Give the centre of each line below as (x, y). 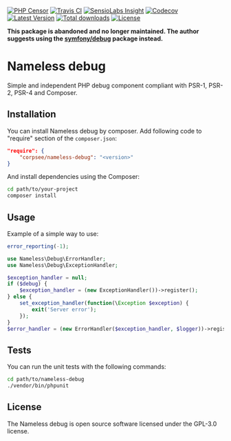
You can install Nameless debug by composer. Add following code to (104, 131)
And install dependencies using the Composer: (73, 177)
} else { (20, 297)
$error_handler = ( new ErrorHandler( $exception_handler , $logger (102, 329)
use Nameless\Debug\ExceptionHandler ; (63, 265)
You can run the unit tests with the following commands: (87, 367)
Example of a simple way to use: (53, 233)
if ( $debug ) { (27, 284)
